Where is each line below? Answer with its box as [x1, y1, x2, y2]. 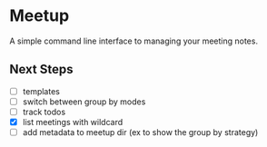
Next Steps [9, 62, 74, 77]
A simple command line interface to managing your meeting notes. [9, 35, 259, 46]
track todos [22, 106, 66, 117]
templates [22, 85, 61, 96]
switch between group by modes [22, 96, 146, 107]
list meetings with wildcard [22, 116, 124, 127]
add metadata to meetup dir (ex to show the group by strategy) [22, 127, 259, 137]
